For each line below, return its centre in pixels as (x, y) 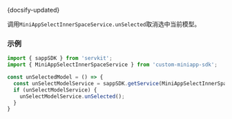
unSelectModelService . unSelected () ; (72, 96)
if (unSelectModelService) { (55, 90)
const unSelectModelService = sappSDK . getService (86, 83)
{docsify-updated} (33, 10)
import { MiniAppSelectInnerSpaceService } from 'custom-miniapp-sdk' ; (112, 65)
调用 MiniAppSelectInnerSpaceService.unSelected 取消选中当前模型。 (104, 24)
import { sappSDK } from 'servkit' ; (60, 58)
